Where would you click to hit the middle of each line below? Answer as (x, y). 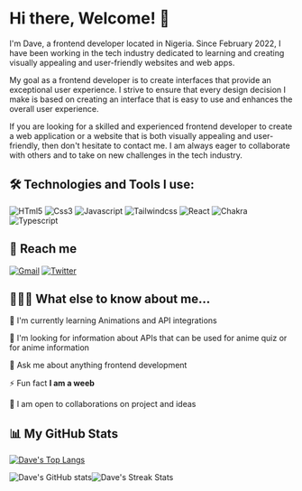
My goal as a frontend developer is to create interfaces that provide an (141, 79)
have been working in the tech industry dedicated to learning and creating (147, 52)
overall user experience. (54, 108)
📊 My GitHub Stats (64, 434)
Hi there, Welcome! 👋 (90, 19)
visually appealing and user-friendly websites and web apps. (122, 62)
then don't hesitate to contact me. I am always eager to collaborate (166, 145)
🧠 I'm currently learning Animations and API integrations (114, 320)
